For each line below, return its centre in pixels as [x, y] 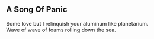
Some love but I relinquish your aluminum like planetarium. [77, 23]
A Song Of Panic [37, 10]
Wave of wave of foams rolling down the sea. [61, 30]
